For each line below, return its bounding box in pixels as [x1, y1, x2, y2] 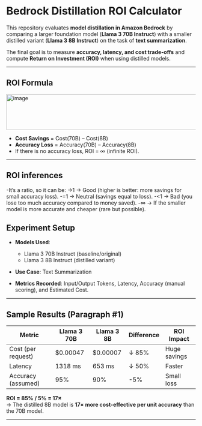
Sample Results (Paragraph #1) [6, 309, 124, 319]
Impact [168, 335, 189, 343]
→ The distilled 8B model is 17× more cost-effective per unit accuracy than [6, 401, 195, 409]
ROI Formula [6, 78, 54, 88]
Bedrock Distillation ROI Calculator [6, 4, 182, 18]
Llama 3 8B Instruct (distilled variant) [23, 257, 115, 264]
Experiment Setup [6, 223, 75, 233]
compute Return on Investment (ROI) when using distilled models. [6, 55, 171, 62]
